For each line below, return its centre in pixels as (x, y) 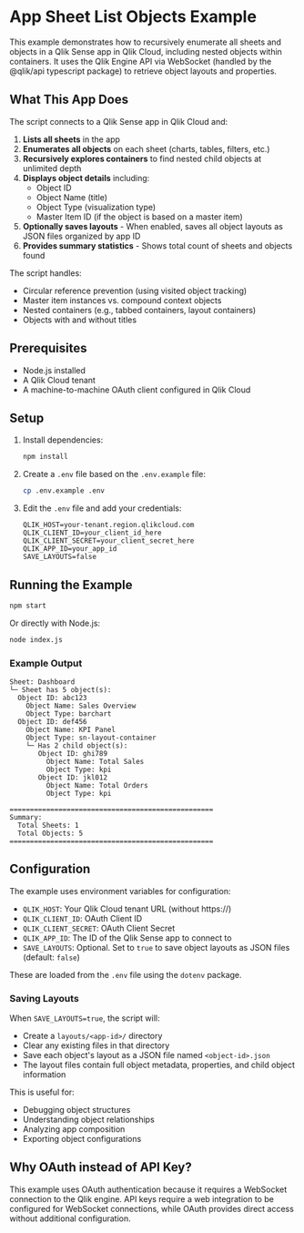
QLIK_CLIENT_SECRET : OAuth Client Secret (99, 928)
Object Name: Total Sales (95, 761)
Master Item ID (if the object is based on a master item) (139, 217)
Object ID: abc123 (53, 698)
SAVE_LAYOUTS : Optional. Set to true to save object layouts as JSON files (156, 947)
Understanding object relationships (88, 1120)
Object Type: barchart (69, 713)
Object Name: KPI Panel (71, 729)
